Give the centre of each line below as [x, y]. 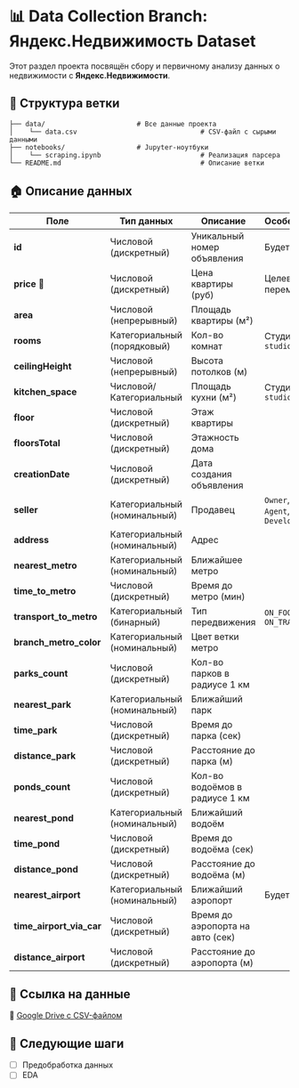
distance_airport [49, 957]
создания [212, 474]
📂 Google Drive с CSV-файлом [66, 1016]
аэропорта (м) [222, 962]
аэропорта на [221, 926]
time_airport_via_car [58, 926]
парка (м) [212, 761]
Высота [207, 361]
